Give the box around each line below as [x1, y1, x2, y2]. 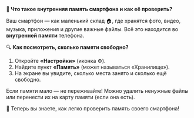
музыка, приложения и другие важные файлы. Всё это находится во [6, 26, 178, 32]
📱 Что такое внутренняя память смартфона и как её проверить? [6, 6, 173, 12]
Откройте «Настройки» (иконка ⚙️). [14, 58, 106, 64]
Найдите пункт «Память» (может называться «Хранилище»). [14, 63, 170, 70]
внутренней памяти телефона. [6, 32, 85, 39]
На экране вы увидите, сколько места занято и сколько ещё [14, 70, 167, 76]
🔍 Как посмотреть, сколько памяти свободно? [6, 44, 129, 50]
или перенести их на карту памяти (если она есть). [6, 94, 135, 100]
